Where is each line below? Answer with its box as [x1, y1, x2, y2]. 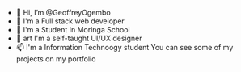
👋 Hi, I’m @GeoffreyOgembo [15, 8, 111, 17]
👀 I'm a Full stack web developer [15, 16, 125, 26]
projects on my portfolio [15, 54, 96, 64]
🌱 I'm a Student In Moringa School [15, 25, 131, 34]
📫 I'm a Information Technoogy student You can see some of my [15, 43, 234, 52]
